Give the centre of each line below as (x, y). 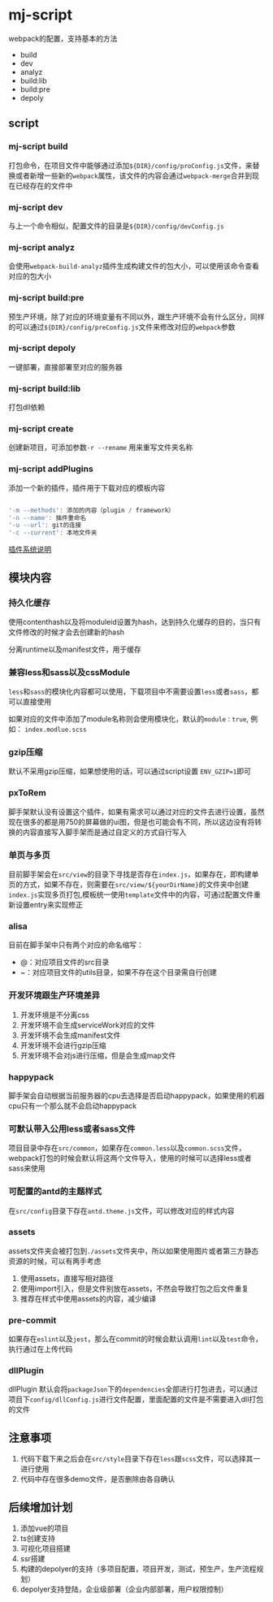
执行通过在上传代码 (41, 1349)
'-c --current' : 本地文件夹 (53, 533)
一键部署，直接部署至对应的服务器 (65, 366)
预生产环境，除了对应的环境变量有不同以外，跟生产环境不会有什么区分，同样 (136, 316)
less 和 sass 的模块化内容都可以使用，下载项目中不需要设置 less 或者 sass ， (130, 691)
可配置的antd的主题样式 (55, 1192)
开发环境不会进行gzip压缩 (63, 1045)
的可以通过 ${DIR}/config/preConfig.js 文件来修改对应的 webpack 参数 (122, 327)
